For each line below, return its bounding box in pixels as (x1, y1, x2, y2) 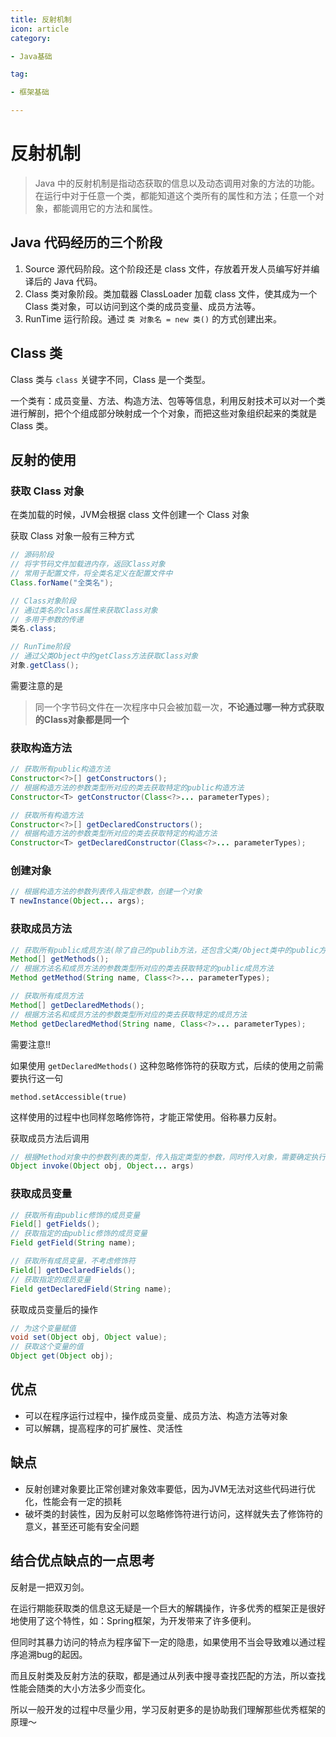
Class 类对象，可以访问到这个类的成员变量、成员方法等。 (24, 300, 261, 312)
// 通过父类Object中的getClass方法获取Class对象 (10, 651, 199, 661)
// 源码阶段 (10, 550, 55, 560)
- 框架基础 (10, 87, 50, 98)
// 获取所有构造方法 (10, 810, 84, 820)
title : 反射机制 (10, 14, 72, 25)
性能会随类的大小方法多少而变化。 (10, 1682, 151, 1694)
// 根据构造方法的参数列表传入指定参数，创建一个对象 (10, 887, 203, 897)
